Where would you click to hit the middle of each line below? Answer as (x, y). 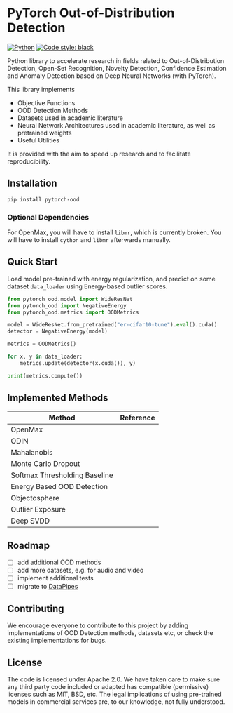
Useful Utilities (38, 140)
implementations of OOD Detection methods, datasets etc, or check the (110, 633)
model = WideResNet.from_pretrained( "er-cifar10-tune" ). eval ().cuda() (112, 325)
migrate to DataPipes (48, 586)
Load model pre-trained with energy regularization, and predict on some (111, 279)
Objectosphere (35, 498)
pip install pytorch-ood (43, 199)
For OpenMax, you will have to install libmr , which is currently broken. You (114, 232)
